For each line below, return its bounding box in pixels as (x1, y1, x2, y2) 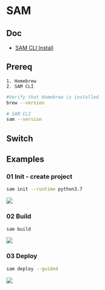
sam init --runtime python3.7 (6, 186, 83, 192)
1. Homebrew (6, 78, 36, 84)
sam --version (6, 117, 42, 123)
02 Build (6, 212, 32, 220)
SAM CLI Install (15, 44, 53, 51)
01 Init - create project (6, 172, 73, 181)
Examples (6, 154, 44, 165)
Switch (6, 133, 33, 143)
